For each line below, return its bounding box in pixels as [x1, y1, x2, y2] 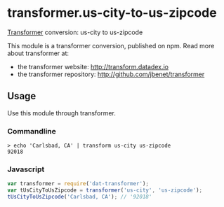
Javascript [7, 164, 45, 174]
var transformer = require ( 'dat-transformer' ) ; [7, 180, 150, 187]
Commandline [7, 126, 56, 136]
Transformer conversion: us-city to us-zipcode [7, 28, 143, 36]
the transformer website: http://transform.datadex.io [17, 62, 169, 71]
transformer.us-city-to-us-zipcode [7, 5, 217, 21]
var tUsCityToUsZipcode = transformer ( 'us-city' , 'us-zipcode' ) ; [7, 187, 202, 194]
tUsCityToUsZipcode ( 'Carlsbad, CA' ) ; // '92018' [7, 194, 152, 201]
